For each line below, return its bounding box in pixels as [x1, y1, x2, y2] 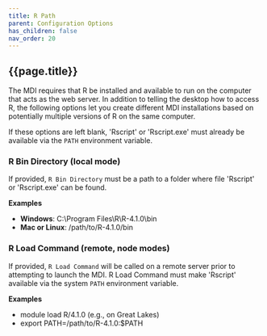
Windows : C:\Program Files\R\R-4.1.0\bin [19, 214, 157, 224]
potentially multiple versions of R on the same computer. [8, 111, 196, 121]
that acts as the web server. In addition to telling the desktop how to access [8, 94, 260, 104]
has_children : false [8, 27, 78, 35]
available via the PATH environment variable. [8, 136, 153, 145]
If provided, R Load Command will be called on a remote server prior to [8, 261, 236, 271]
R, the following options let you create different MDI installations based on [8, 103, 254, 113]
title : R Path [8, 11, 56, 20]
